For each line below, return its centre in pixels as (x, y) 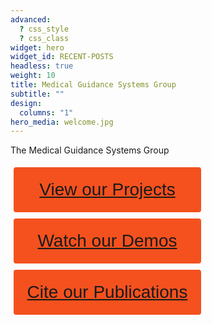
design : (26, 103)
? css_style (44, 29)
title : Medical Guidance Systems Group (93, 85)
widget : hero (37, 47)
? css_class (44, 38)
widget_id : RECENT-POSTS (62, 57)
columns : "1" (46, 112)
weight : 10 (33, 76)
